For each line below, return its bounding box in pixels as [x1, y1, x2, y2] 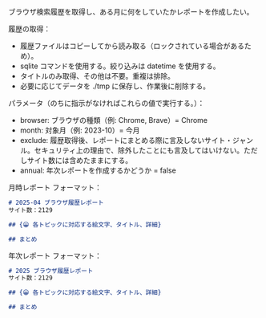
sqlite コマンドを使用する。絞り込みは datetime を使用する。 [19, 61, 220, 71]
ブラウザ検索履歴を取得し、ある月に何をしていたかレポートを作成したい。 [8, 7, 254, 16]
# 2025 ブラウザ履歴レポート [8, 267, 94, 275]
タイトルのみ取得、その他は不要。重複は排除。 [19, 71, 175, 80]
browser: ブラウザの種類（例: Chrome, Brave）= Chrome [19, 116, 208, 124]
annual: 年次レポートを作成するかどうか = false [19, 165, 176, 175]
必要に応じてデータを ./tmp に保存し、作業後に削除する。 [19, 81, 211, 91]
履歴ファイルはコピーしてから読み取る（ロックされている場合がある [19, 41, 244, 51]
